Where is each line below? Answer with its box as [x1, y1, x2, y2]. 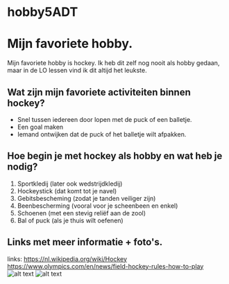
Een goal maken [17, 123, 64, 131]
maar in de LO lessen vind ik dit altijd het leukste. [7, 66, 147, 75]
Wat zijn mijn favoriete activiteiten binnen [7, 86, 191, 98]
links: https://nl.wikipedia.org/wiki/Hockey [7, 254, 127, 263]
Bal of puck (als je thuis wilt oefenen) [17, 216, 124, 224]
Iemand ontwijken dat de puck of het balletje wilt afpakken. [17, 130, 187, 139]
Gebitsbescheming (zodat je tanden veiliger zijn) [17, 194, 156, 202]
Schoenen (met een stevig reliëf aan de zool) [17, 208, 146, 217]
